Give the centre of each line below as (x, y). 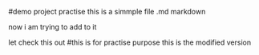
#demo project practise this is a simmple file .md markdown (107, 12)
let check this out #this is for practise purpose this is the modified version (129, 42)
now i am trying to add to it (53, 27)
